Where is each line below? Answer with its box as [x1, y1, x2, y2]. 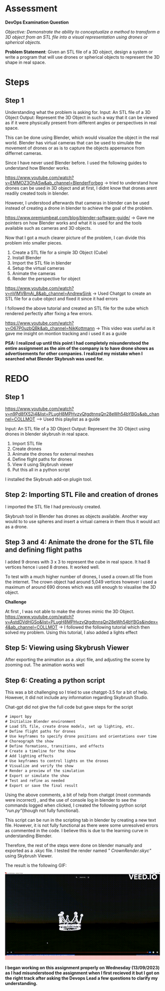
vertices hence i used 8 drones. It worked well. [5, 564, 100, 570]
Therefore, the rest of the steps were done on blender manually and [5, 843, 142, 849]
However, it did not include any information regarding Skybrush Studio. [5, 695, 149, 701]
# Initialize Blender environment [5, 719, 76, 724]
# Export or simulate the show [5, 774, 69, 779]
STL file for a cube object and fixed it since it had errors [5, 295, 118, 301]
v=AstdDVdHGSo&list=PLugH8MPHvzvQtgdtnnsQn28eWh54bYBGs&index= [5, 619, 159, 625]
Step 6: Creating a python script [5, 676, 105, 684]
